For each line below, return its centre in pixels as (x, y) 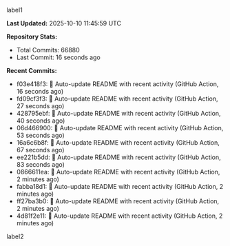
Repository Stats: (32, 37)
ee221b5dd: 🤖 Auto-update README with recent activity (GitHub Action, (118, 157)
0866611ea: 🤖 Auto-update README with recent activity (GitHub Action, (118, 172)
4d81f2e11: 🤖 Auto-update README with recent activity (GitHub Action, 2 (119, 216)
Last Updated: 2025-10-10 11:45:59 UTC (64, 23)
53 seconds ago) (40, 135)
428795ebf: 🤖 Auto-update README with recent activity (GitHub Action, (118, 113)
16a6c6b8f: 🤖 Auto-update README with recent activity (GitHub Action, (118, 143)
